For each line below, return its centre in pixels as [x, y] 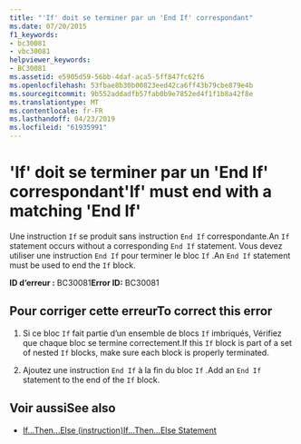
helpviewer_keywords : [50, 60]
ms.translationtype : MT [54, 102]
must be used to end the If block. [73, 265]
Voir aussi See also [63, 408]
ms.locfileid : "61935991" [58, 128]
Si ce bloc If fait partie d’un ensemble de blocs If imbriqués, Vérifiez [152, 333]
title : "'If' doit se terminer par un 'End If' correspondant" [131, 18]
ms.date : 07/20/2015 [49, 26]
